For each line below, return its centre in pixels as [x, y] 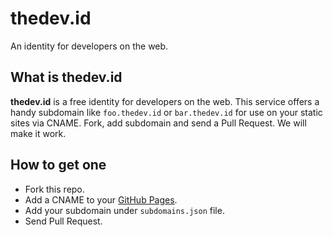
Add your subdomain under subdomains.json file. [124, 210]
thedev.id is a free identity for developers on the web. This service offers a [165, 101]
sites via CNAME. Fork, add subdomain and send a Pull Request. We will [158, 123]
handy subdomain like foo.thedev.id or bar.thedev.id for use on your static [166, 112]
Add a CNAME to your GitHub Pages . [101, 199]
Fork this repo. [54, 189]
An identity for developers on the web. [89, 46]
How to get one [58, 165]
